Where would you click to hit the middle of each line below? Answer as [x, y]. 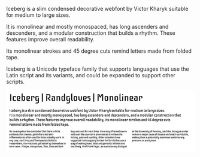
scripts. [16, 81]
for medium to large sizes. [38, 15]
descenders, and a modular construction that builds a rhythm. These [91, 33]
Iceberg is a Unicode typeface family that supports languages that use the [98, 69]
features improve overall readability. [50, 39]
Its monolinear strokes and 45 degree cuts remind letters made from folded [99, 51]
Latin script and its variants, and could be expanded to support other [91, 75]
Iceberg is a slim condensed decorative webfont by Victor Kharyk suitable [97, 9]
